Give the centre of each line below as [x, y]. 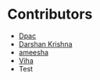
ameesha [33, 52]
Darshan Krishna [45, 43]
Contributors [50, 14]
